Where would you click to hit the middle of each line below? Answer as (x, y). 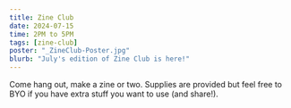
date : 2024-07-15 (42, 26)
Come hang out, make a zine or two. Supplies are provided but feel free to (146, 84)
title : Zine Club (42, 17)
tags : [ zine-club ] (43, 42)
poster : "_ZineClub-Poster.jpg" (69, 51)
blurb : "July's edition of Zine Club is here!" (100, 59)
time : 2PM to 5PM (42, 34)
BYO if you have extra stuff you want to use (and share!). (114, 94)
